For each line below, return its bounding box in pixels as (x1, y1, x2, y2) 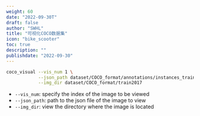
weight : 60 (6, 8, 33, 15)
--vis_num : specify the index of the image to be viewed (14, 91, 150, 98)
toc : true (6, 42, 31, 48)
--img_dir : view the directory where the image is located (14, 103, 154, 110)
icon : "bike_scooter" (6, 36, 60, 42)
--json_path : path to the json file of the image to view (14, 97, 146, 104)
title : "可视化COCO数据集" (6, 31, 68, 37)
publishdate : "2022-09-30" (6, 53, 73, 59)
